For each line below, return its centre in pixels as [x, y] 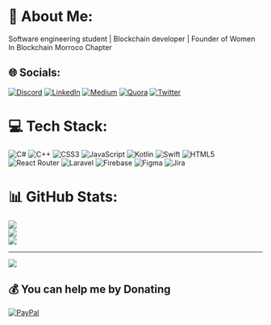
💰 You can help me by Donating [90, 290]
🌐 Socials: [35, 73]
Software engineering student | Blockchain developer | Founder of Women [132, 39]
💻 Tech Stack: [58, 126]
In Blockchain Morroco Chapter [60, 47]
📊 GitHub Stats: [63, 196]
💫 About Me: [51, 17]
